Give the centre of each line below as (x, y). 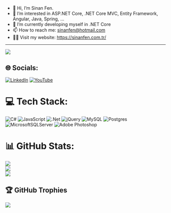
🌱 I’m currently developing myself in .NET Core (62, 24)
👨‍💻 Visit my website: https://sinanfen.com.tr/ (59, 37)
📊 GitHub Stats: (40, 146)
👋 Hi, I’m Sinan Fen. (33, 8)
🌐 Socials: (22, 68)
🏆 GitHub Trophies (36, 190)
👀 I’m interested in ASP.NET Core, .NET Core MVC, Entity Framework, (85, 14)
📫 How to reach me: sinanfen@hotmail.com (59, 30)
